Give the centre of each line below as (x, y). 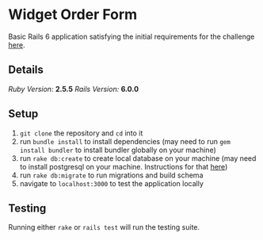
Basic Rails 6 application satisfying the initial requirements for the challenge (131, 36)
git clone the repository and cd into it (81, 133)
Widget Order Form (73, 15)
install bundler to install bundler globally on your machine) (118, 150)
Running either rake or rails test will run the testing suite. (104, 227)
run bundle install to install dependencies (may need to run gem (125, 141)
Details (26, 70)
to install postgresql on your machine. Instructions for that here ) (124, 166)
